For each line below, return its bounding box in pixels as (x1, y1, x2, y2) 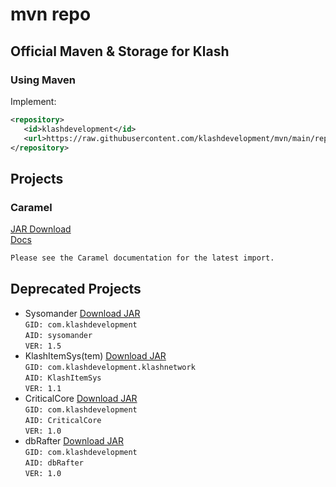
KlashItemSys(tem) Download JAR (24, 349, 167, 362)
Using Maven (10, 73, 76, 87)
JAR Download (10, 223, 72, 235)
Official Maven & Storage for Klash (10, 43, 230, 60)
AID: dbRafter (24, 458, 84, 468)
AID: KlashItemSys (24, 373, 102, 383)
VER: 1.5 (24, 341, 62, 351)
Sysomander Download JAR (24, 307, 141, 319)
